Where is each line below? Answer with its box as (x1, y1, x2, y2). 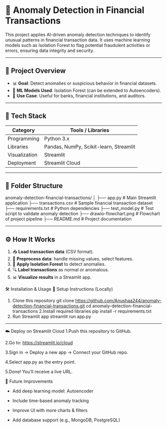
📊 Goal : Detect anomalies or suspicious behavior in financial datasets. (12, 80, 158, 86)
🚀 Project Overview (5, 67, 66, 75)
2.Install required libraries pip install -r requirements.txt (39, 308, 152, 314)
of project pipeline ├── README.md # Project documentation (5, 216, 132, 222)
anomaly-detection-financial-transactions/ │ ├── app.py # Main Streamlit (5, 195, 157, 201)
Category (12, 127, 35, 134)
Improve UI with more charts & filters (12, 408, 88, 414)
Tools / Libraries (70, 127, 109, 134)
